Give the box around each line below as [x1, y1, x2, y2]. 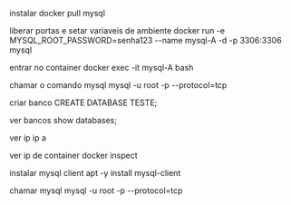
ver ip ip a [9, 132, 47, 143]
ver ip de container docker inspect [9, 150, 138, 161]
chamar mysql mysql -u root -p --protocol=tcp [9, 185, 183, 196]
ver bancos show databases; [9, 115, 118, 125]
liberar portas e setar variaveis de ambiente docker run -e [9, 25, 225, 35]
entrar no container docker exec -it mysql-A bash [9, 63, 194, 73]
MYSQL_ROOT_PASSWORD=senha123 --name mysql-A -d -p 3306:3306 [9, 35, 283, 45]
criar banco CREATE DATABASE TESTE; [9, 97, 158, 108]
